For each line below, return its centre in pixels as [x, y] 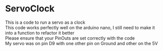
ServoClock [30, 9]
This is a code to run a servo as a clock [45, 22]
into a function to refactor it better [40, 33]
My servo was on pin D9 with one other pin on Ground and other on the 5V [81, 43]
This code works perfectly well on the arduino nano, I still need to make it [80, 27]
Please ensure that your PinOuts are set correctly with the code [70, 38]
